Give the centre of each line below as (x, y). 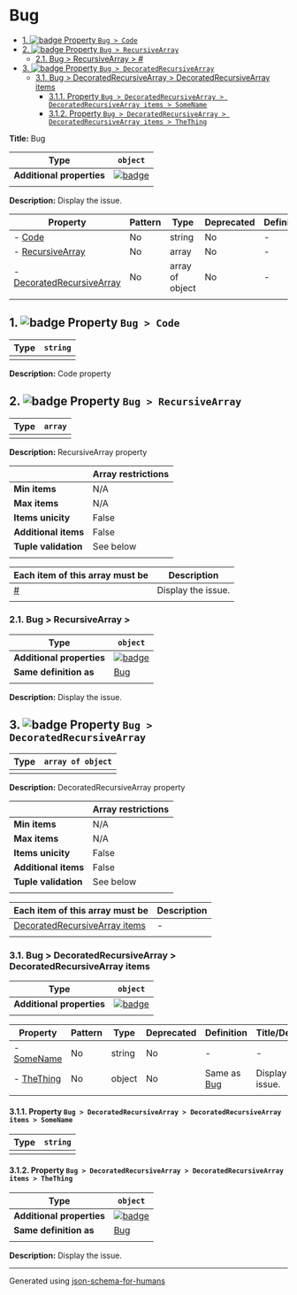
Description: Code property (60, 374)
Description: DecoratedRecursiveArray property (97, 787)
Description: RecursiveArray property (78, 451)
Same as (223, 1073)
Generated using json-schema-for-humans (88, 1281)
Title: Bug (27, 138)
